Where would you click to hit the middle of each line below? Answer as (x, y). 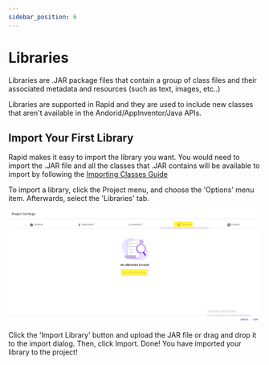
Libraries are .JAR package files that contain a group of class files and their (132, 80)
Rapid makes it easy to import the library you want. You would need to (124, 158)
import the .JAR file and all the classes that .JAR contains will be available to (134, 166)
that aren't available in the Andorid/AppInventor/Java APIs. (105, 113)
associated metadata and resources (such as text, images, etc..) (114, 88)
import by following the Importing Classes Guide (88, 174)
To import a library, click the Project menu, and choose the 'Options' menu (131, 190)
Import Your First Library (71, 138)
